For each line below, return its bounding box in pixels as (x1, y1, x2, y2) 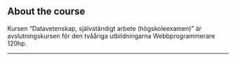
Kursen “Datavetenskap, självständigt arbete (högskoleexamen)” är (7, 24, 202, 32)
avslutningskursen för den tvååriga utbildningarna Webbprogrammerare (7, 32, 216, 40)
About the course (7, 6, 86, 18)
